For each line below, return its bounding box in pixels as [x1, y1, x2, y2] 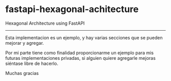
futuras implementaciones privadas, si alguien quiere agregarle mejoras [5, 55, 156, 61]
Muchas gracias [5, 70, 39, 76]
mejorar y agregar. [5, 40, 44, 46]
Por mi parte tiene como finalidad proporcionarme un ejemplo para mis [5, 49, 154, 56]
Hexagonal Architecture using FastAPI [5, 20, 85, 26]
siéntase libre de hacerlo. [5, 60, 59, 66]
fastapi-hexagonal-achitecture [5, 4, 139, 15]
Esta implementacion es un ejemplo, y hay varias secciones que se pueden [5, 34, 163, 41]
